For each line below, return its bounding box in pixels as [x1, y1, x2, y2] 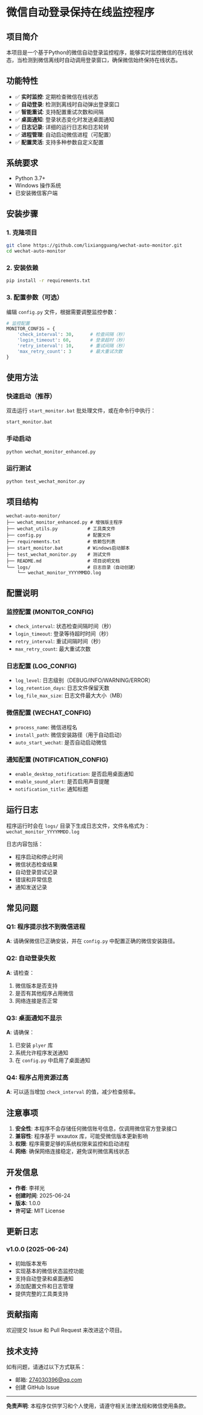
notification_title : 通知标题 [14, 785, 89, 792]
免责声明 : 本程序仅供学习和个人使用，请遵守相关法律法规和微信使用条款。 [6, 1402, 189, 1410]
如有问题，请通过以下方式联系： [6, 1363, 86, 1371]
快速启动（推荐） [6, 392, 56, 400]
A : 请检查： [6, 969, 35, 976]
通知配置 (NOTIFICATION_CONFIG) [6, 755, 109, 764]
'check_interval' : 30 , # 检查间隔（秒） [17, 332, 127, 338]
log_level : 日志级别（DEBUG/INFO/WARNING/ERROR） [14, 677, 154, 684]
